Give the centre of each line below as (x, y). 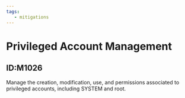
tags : (13, 12)
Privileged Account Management (89, 46)
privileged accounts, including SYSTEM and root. (66, 89)
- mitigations (31, 17)
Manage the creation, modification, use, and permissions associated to (93, 82)
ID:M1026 (24, 68)
